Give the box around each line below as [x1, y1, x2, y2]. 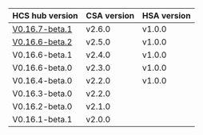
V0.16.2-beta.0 [12, 101, 73, 112]
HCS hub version [12, 10, 78, 21]
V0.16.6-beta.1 [12, 49, 73, 60]
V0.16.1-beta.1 [12, 114, 73, 125]
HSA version [142, 10, 191, 21]
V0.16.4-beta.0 [12, 75, 73, 86]
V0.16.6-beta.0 [12, 63, 73, 73]
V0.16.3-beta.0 [12, 88, 73, 98]
